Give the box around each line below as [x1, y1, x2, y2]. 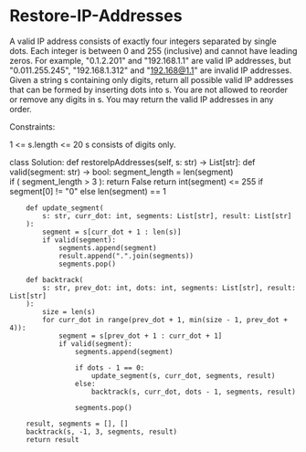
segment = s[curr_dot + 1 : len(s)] [42, 227, 182, 237]
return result [26, 435, 79, 444]
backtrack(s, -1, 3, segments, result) [26, 426, 178, 436]
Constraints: [9, 121, 56, 132]
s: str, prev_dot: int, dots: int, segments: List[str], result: [42, 283, 297, 292]
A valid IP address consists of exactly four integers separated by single [9, 36, 277, 47]
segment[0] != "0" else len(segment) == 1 [9, 185, 167, 196]
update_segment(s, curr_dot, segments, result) [90, 371, 276, 380]
